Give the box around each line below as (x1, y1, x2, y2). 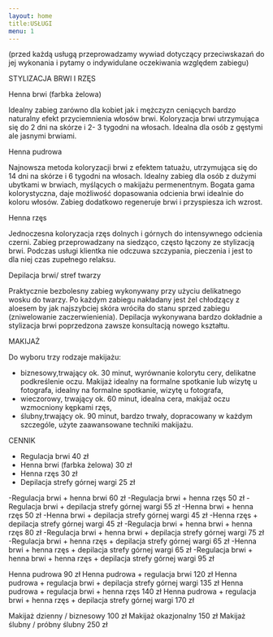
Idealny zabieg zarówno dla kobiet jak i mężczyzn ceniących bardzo (8, 105, 236, 115)
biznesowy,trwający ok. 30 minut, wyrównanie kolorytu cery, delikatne (19, 368, 257, 378)
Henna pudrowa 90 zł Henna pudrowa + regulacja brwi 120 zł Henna (8, 569, 237, 579)
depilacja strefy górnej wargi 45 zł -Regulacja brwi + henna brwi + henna (8, 519, 253, 529)
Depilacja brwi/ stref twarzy (8, 270, 102, 281)
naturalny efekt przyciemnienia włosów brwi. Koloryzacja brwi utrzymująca (8, 114, 260, 124)
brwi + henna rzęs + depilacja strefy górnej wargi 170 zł (8, 596, 195, 605)
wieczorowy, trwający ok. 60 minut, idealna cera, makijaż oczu (19, 394, 230, 404)
